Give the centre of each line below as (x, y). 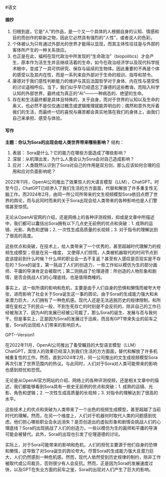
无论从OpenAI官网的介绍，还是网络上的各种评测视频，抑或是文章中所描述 (80, 217)
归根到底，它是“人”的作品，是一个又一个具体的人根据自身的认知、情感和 (86, 32)
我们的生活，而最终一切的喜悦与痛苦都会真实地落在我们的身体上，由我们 (86, 112)
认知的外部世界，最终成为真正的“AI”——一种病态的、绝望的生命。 (79, 94)
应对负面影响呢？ (38, 171)
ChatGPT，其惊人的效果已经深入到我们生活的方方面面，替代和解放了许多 (79, 351)
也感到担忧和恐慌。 (25, 370)
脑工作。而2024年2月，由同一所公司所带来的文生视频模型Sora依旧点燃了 (79, 194)
